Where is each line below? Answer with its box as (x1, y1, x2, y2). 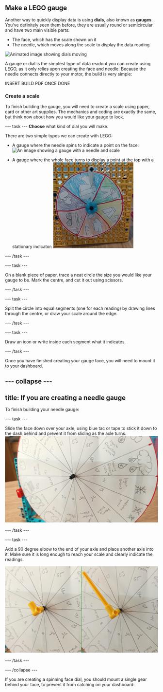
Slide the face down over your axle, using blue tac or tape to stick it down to (5, 426, 157, 431)
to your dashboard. (5, 363, 43, 369)
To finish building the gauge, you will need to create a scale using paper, (5, 104, 150, 110)
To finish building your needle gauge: (5, 407, 80, 412)
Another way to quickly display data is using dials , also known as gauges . (5, 17, 153, 22)
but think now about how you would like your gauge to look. (5, 114, 125, 120)
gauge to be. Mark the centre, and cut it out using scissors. (5, 277, 123, 283)
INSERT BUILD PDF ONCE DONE (5, 80, 70, 86)
